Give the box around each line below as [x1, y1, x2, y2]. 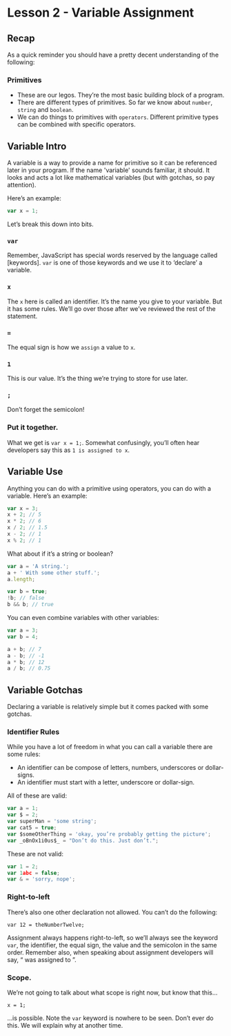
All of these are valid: [7, 791, 68, 800]
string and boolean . [17, 106, 74, 114]
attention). [7, 181, 37, 189]
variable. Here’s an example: [7, 491, 88, 500]
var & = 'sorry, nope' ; [7, 876, 76, 883]
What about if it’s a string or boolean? [7, 549, 114, 558]
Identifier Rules [7, 727, 60, 737]
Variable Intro [7, 140, 67, 152]
